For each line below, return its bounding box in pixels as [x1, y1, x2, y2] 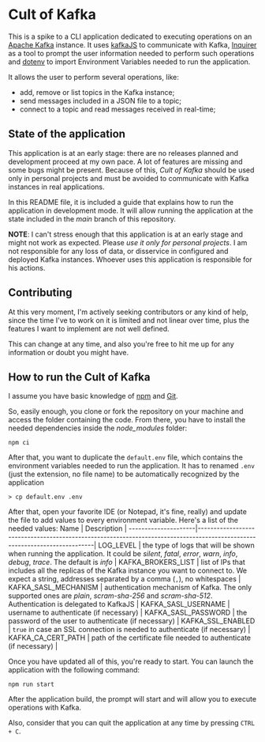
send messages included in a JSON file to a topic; [19, 96, 182, 105]
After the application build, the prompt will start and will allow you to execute [8, 695, 257, 704]
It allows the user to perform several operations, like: [8, 72, 180, 81]
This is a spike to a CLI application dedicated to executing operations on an [8, 32, 252, 41]
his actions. [8, 263, 46, 272]
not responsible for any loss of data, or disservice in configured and [8, 246, 229, 256]
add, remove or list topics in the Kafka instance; [19, 87, 175, 97]
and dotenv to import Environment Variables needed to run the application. [8, 57, 251, 66]
